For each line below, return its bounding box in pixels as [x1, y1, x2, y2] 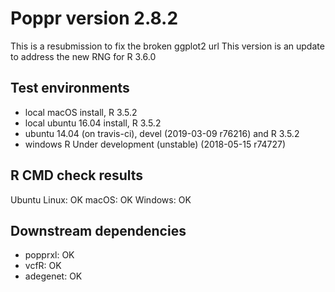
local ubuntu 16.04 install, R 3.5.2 [24, 117, 162, 129]
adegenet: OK [24, 270, 83, 282]
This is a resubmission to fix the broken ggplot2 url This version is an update [10, 40, 325, 52]
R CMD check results [10, 167, 144, 184]
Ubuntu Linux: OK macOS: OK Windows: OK [10, 193, 192, 206]
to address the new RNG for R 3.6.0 [10, 50, 157, 62]
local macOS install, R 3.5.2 [24, 106, 138, 118]
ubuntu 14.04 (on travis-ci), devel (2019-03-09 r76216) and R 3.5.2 [24, 127, 300, 139]
